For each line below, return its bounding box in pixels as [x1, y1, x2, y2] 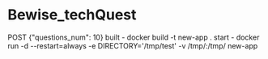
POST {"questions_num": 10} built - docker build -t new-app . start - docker [7, 32, 260, 42]
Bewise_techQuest [7, 6, 137, 24]
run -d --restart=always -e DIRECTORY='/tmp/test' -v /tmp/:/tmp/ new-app [7, 40, 258, 50]
